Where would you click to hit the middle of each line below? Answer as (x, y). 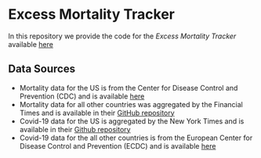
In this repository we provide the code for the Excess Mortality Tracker (122, 36)
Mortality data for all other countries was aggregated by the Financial (131, 104)
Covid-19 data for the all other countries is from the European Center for (136, 138)
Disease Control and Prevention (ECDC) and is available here (118, 145)
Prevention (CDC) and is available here (82, 96)
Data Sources (42, 69)
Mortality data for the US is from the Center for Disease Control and (129, 88)
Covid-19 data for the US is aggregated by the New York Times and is (132, 121)
